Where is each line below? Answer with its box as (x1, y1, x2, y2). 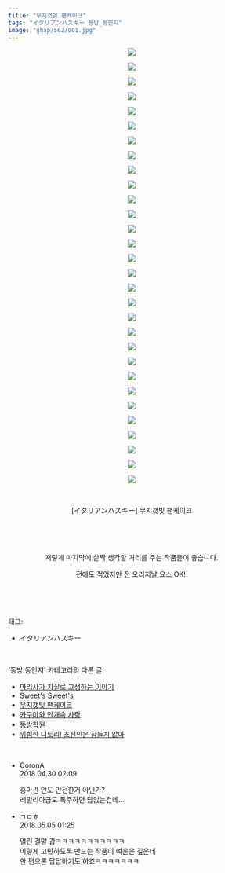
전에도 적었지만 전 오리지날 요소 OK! (75, 570, 187, 579)
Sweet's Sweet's (19, 691, 74, 700)
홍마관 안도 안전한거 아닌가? (19, 785, 106, 794)
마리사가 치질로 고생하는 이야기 (19, 682, 114, 691)
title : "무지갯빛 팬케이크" (8, 11, 87, 20)
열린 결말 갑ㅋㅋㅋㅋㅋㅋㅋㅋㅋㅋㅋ (19, 837, 125, 846)
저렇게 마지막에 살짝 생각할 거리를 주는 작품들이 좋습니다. (45, 553, 219, 563)
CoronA (19, 761, 45, 770)
